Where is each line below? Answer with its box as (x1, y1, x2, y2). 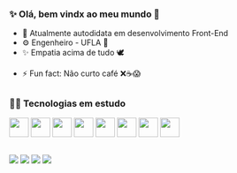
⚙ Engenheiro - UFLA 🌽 (21, 37, 109, 48)
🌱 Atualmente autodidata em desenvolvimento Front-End (21, 28, 228, 39)
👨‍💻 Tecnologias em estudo (9, 97, 126, 109)
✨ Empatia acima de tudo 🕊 (21, 48, 126, 58)
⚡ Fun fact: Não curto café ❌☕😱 (21, 68, 141, 79)
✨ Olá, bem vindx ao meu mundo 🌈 (9, 8, 161, 20)
